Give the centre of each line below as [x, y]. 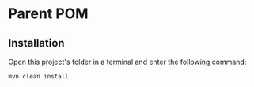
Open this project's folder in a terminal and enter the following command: [127, 62]
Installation [36, 43]
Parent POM [48, 14]
